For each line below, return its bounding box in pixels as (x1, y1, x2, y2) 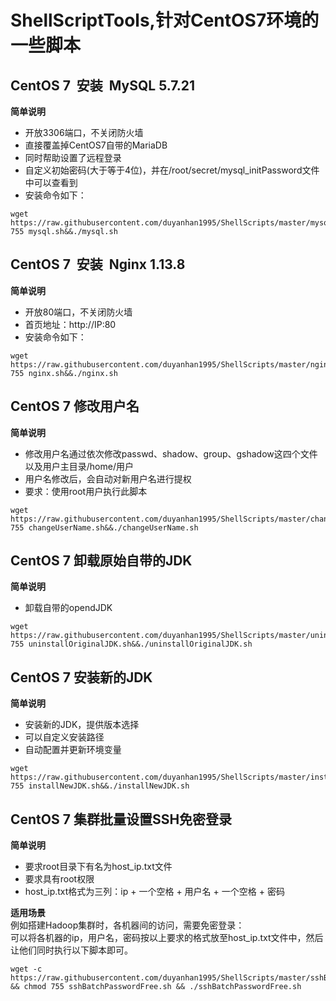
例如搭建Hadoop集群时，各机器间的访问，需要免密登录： (10, 919, 245, 931)
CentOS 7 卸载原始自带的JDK (10, 552, 193, 570)
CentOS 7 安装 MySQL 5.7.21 (10, 77, 196, 94)
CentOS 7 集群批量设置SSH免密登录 (10, 811, 233, 828)
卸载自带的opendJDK (24, 602, 113, 614)
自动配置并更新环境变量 (24, 744, 122, 756)
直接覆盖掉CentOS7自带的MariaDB (24, 139, 168, 151)
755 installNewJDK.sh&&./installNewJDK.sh (10, 781, 190, 791)
